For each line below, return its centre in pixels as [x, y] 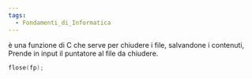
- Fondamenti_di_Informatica [63, 23]
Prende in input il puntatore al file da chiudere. [83, 53]
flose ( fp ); [26, 67]
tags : [17, 15]
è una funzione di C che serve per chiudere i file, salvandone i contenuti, [126, 45]
